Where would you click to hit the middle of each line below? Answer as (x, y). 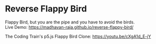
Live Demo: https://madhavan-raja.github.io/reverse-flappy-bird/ (69, 27)
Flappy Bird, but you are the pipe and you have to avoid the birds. (70, 22)
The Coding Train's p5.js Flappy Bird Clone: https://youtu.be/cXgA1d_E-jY (78, 36)
